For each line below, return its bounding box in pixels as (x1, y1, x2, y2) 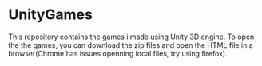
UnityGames (8, 6, 93, 24)
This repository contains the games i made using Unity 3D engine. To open (8, 32, 255, 41)
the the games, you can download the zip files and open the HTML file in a (8, 40, 253, 49)
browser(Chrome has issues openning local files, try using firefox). (8, 49, 228, 58)
